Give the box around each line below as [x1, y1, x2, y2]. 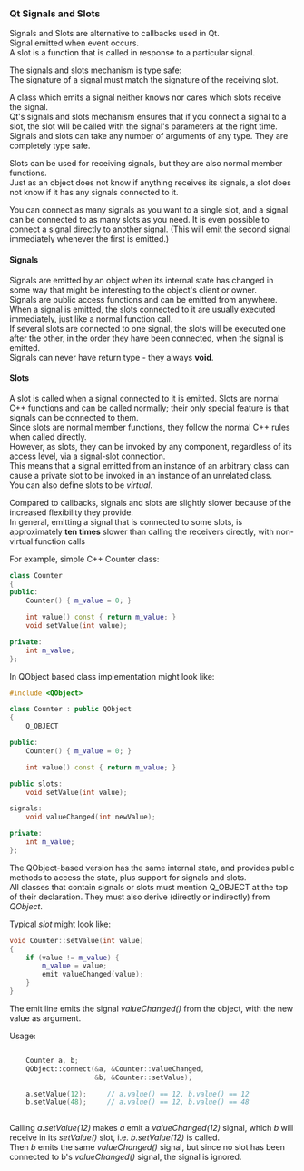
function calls [34, 535, 86, 547]
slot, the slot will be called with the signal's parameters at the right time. [9, 121, 279, 132]
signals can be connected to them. [9, 412, 139, 422]
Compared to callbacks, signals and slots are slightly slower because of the [9, 497, 292, 508]
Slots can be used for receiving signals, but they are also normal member [9, 158, 283, 169]
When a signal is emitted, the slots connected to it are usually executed [9, 303, 276, 314]
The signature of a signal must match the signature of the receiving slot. [9, 74, 279, 85]
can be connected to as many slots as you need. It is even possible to [9, 214, 270, 225]
